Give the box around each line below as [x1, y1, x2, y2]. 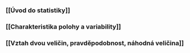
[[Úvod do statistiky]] [5, 6, 71, 15]
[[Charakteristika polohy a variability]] [5, 22, 121, 30]
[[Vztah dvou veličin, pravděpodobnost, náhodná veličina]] [5, 38, 184, 47]
